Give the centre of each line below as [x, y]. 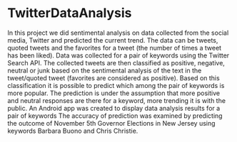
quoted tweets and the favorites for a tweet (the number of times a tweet [115, 48]
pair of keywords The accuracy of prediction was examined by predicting [115, 116]
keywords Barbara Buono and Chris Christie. [73, 131]
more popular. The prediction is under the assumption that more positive [114, 93]
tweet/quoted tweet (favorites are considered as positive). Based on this [114, 78]
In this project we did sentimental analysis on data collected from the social [118, 33]
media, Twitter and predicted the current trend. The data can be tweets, [113, 40]
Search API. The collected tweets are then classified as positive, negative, [116, 62]
